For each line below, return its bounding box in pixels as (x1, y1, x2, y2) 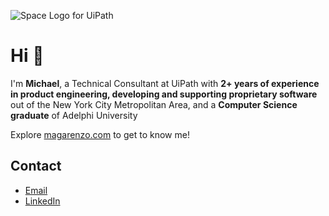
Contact (10, 158, 62, 175)
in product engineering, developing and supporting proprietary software (10, 88, 318, 100)
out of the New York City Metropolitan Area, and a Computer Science (10, 98, 298, 110)
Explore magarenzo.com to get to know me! (10, 128, 190, 140)
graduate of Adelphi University (10, 109, 138, 121)
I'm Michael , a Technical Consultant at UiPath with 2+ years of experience (10, 77, 320, 89)
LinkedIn (24, 195, 61, 207)
